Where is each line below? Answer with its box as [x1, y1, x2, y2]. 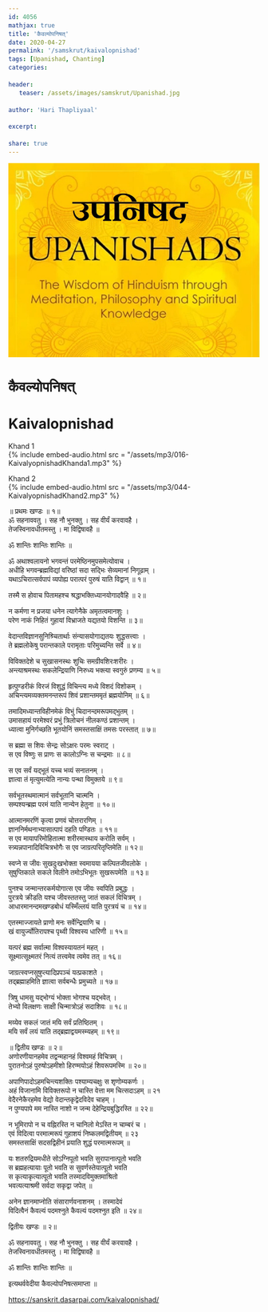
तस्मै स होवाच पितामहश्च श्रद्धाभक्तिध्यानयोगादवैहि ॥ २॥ [8, 590, 146, 600]
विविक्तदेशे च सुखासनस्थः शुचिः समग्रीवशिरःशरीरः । [8, 656, 134, 666]
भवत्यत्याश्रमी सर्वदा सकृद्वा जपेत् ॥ [8, 1181, 93, 1190]
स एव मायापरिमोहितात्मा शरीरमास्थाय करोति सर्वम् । [8, 833, 136, 843]
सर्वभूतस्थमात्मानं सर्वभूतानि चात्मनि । [8, 790, 100, 800]
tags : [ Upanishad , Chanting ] [8, 55, 105, 63]
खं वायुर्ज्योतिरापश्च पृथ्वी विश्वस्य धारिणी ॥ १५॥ [8, 926, 128, 936]
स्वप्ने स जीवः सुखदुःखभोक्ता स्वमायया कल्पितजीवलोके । [8, 858, 148, 868]
